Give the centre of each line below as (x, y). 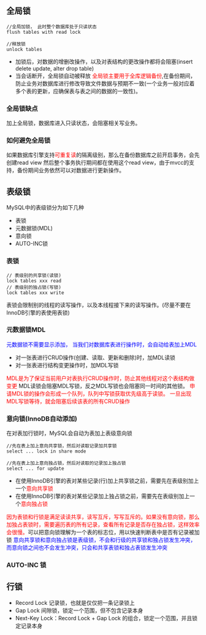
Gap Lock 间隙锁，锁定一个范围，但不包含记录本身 (79, 610)
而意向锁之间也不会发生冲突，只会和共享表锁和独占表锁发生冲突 (87, 548)
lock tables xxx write (35, 293)
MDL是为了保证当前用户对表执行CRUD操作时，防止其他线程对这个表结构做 (101, 378)
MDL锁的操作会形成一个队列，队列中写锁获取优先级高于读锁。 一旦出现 (101, 393)
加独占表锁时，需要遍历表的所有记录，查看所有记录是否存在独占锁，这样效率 (103, 524)
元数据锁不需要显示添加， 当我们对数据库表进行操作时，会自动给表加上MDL (102, 344)
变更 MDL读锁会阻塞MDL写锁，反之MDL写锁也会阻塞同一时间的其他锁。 (97, 386)
